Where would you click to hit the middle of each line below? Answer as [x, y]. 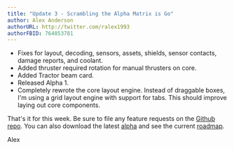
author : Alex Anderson [40, 20]
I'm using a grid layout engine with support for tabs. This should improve [122, 98]
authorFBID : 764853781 [40, 33]
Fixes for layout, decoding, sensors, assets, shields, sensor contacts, [117, 53]
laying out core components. [58, 105]
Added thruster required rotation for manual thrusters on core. [107, 68]
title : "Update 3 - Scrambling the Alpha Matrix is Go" [90, 14]
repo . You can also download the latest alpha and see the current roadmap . [116, 126]
